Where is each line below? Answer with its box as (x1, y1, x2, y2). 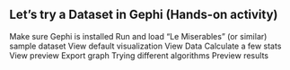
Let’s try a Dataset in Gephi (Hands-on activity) (9, 7, 278, 22)
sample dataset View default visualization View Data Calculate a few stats (9, 40, 282, 51)
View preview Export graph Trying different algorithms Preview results (9, 49, 269, 61)
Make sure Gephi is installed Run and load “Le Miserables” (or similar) (9, 31, 268, 41)
